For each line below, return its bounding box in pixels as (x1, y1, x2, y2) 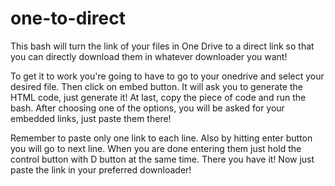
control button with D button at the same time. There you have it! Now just (10, 153, 315, 165)
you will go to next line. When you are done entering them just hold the (10, 142, 302, 154)
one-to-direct (10, 7, 126, 30)
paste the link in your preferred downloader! (10, 163, 192, 176)
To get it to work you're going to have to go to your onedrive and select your (10, 70, 325, 82)
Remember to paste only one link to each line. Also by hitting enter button (10, 132, 313, 144)
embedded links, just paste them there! (10, 112, 172, 124)
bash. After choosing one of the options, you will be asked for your (10, 102, 285, 114)
